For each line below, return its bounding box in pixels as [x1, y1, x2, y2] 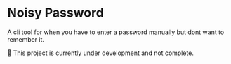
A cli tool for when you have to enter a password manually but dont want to [7, 28, 225, 36]
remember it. [7, 35, 44, 43]
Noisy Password [7, 5, 104, 21]
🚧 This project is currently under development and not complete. [7, 49, 194, 57]
